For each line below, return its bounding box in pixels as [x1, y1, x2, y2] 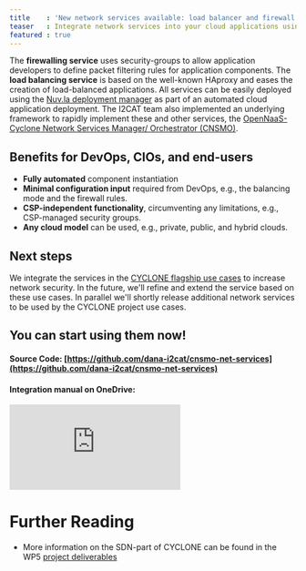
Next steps [9, 248, 73, 264]
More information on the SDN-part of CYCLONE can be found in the [22, 542, 278, 553]
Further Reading [9, 512, 135, 533]
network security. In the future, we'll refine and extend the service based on [9, 282, 294, 292]
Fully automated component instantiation [22, 174, 179, 185]
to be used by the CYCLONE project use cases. [9, 301, 187, 312]
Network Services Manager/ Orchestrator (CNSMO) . [42, 123, 239, 134]
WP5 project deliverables [22, 552, 117, 563]
